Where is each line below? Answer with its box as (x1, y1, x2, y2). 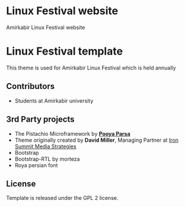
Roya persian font (14, 161, 58, 168)
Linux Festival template (6, 44, 123, 58)
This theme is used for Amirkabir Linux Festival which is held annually (6, 64, 176, 71)
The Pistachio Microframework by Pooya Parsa (14, 130, 130, 137)
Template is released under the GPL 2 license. (6, 195, 119, 202)
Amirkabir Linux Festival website (6, 24, 85, 31)
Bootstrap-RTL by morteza (14, 155, 80, 163)
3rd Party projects (6, 114, 75, 125)
